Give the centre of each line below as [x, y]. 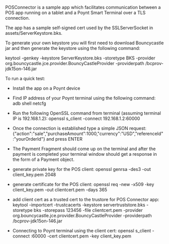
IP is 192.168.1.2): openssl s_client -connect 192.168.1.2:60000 [76, 118]
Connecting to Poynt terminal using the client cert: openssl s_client [82, 231]
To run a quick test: [25, 78]
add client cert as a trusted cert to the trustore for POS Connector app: [86, 199]
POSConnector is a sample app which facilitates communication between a [83, 7]
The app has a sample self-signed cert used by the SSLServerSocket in [79, 28]
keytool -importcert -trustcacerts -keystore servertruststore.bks [79, 205]
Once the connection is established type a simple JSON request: [79, 128]
